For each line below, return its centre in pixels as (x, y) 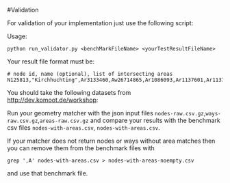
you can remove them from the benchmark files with (81, 148)
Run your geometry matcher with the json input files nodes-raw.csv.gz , (106, 113)
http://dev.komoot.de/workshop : (53, 100)
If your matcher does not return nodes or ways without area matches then (111, 141)
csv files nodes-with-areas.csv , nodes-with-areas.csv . (84, 128)
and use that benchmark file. (48, 173)
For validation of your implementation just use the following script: (100, 23)
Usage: (17, 36)
